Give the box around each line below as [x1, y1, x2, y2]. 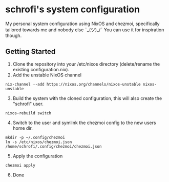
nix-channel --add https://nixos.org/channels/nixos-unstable [5, 82, 141, 87]
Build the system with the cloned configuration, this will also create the [12, 95, 162, 101]
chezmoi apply [5, 163, 36, 168]
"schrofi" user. [12, 100, 44, 107]
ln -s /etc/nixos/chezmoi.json [5, 139, 72, 145]
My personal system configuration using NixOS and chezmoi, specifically [5, 21, 160, 27]
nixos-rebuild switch [5, 110, 52, 116]
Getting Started [5, 47, 56, 56]
